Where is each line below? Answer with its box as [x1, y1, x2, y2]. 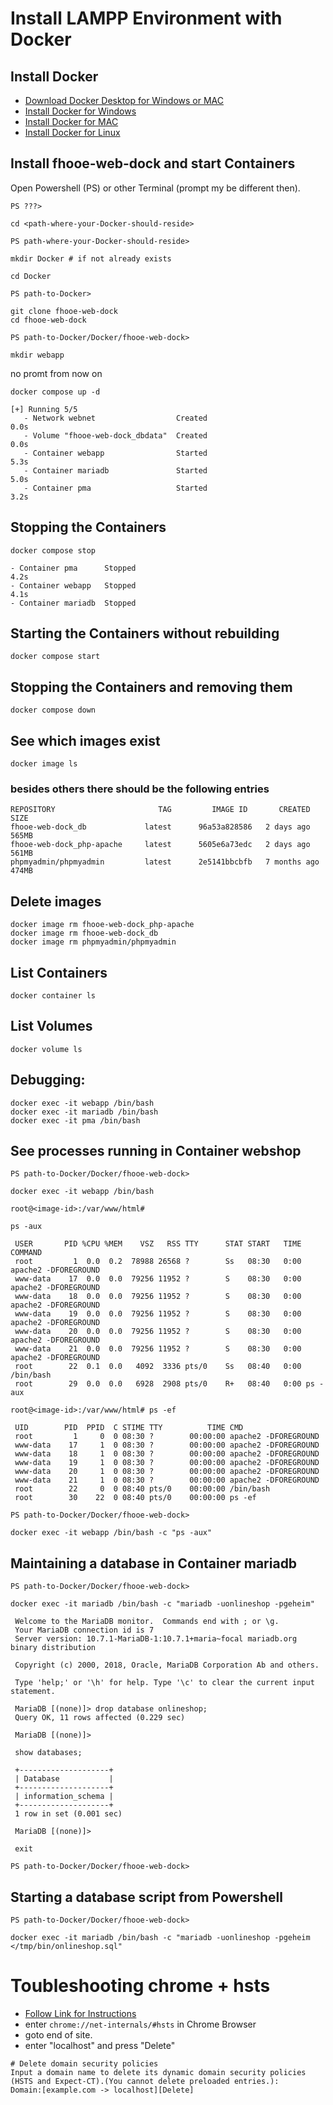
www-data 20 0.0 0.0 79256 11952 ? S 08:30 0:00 [14, 1327, 302, 1337]
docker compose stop [10, 545, 97, 556]
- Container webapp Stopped [10, 580, 137, 591]
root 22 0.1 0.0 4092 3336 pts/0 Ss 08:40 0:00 [14, 1362, 302, 1372]
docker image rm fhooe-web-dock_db [10, 928, 159, 939]
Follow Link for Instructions [24, 2007, 137, 2019]
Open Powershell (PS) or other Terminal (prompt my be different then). [10, 182, 301, 194]
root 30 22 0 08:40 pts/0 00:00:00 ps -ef [14, 1493, 257, 1503]
